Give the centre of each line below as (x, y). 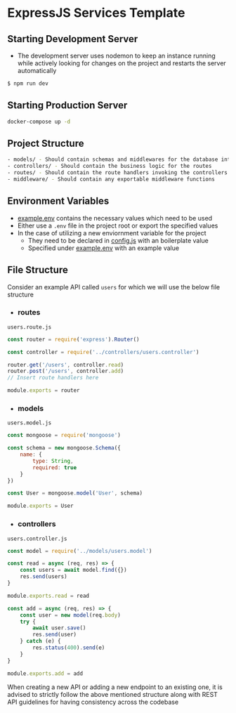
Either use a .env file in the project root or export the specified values (118, 225)
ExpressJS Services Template (96, 13)
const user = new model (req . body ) (70, 615)
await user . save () (59, 628)
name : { (31, 454)
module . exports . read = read (48, 596)
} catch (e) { (40, 641)
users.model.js (29, 423)
